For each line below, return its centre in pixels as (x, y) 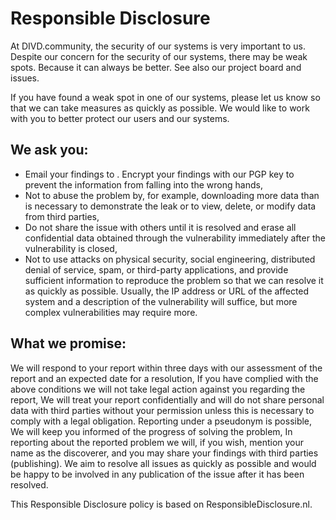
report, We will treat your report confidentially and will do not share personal (167, 399)
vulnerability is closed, (71, 248)
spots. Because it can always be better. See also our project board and (156, 67)
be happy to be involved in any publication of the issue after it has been (157, 474)
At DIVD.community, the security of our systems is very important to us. (158, 46)
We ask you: (49, 150)
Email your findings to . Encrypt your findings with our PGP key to (159, 174)
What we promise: (68, 343)
